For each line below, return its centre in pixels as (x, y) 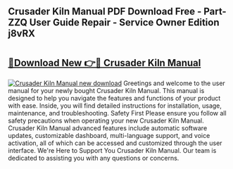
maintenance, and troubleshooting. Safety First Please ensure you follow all (118, 113)
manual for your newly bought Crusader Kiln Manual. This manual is (106, 90)
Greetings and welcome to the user (175, 83)
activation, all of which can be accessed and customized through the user (115, 143)
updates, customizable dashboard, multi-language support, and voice (109, 136)
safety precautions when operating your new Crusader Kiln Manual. (106, 120)
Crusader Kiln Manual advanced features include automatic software (108, 128)
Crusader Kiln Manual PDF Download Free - (105, 12)
